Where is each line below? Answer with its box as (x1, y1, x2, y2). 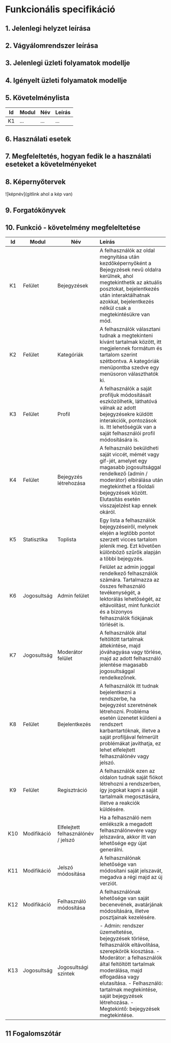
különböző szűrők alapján (99, 549, 161, 556)
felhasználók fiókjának (99, 615, 154, 622)
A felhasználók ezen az (99, 767, 155, 774)
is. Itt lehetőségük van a (99, 424, 157, 431)
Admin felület (57, 592, 89, 600)
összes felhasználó (99, 583, 146, 590)
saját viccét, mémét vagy (99, 451, 159, 458)
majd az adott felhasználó (99, 655, 161, 662)
